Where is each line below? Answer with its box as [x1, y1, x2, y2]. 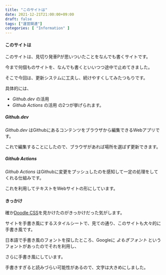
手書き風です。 [5, 227, 36, 233]
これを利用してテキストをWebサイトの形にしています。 [5, 185, 118, 191]
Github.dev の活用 [12, 96, 50, 102]
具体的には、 [5, 86, 31, 92]
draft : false [5, 16, 32, 21]
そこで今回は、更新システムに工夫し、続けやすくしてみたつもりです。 [5, 75, 148, 81]
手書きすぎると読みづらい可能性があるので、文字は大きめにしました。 [5, 265, 149, 271]
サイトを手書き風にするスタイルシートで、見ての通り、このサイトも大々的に [5, 220, 162, 226]
